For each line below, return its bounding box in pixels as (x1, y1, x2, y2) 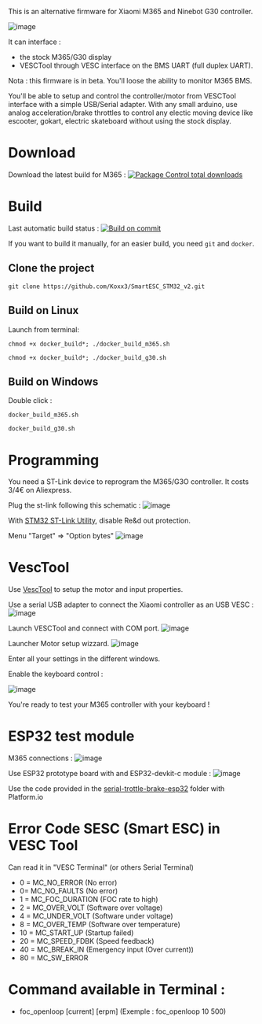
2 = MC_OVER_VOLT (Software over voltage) (19, 903, 163, 912)
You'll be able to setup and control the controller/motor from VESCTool (8, 91, 237, 101)
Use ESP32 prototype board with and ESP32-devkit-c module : (8, 769, 212, 778)
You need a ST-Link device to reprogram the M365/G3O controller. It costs (8, 477, 249, 486)
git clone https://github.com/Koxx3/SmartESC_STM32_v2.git (8, 283, 206, 290)
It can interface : (8, 37, 61, 46)
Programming (8, 451, 100, 469)
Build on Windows (8, 375, 99, 388)
